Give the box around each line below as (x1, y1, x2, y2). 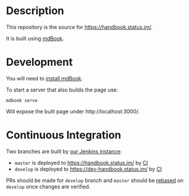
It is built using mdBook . (6, 35, 64, 42)
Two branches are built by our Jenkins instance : (6, 148, 122, 155)
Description (6, 4, 64, 18)
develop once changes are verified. (6, 183, 91, 190)
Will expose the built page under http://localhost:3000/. (6, 107, 140, 115)
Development (6, 56, 73, 69)
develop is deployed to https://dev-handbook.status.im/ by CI (14, 165, 162, 173)
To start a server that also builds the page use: (6, 86, 118, 93)
